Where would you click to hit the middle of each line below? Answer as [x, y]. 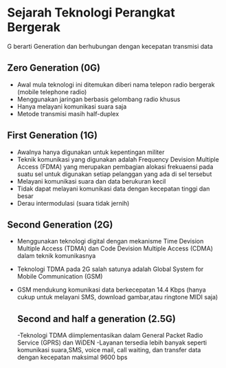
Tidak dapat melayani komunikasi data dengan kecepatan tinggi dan [113, 188]
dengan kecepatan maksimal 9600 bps [72, 357]
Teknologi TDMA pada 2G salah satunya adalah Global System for [110, 269]
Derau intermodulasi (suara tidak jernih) [73, 203]
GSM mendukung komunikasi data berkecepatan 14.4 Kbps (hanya [111, 290]
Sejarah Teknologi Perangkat [91, 13]
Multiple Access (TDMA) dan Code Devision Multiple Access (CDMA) [115, 248]
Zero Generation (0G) [54, 68]
